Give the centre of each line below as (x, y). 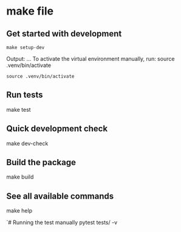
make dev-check (27, 143)
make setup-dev (26, 47)
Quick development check (57, 129)
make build (20, 177)
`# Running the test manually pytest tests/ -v (62, 222)
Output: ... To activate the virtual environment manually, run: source (90, 59)
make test (19, 109)
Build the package (41, 162)
